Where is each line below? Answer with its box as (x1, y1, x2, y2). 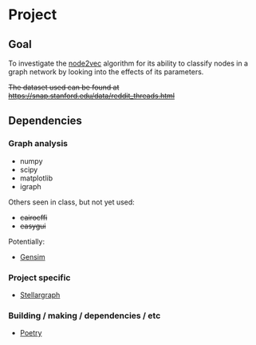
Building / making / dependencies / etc (8, 310, 161, 321)
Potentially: (8, 236, 45, 246)
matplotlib (19, 173, 53, 183)
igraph (19, 181, 41, 191)
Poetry (19, 328, 42, 338)
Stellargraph (19, 290, 61, 299)
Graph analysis (8, 138, 68, 149)
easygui (19, 221, 46, 231)
